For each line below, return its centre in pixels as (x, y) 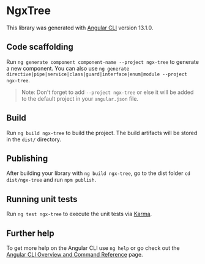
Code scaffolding (40, 47)
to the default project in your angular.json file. (80, 98)
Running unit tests (42, 199)
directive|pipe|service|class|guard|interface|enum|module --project (97, 74)
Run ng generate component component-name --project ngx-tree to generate (102, 61)
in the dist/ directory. (34, 139)
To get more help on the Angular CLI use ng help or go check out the (93, 248)
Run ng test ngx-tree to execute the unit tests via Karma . (79, 214)
